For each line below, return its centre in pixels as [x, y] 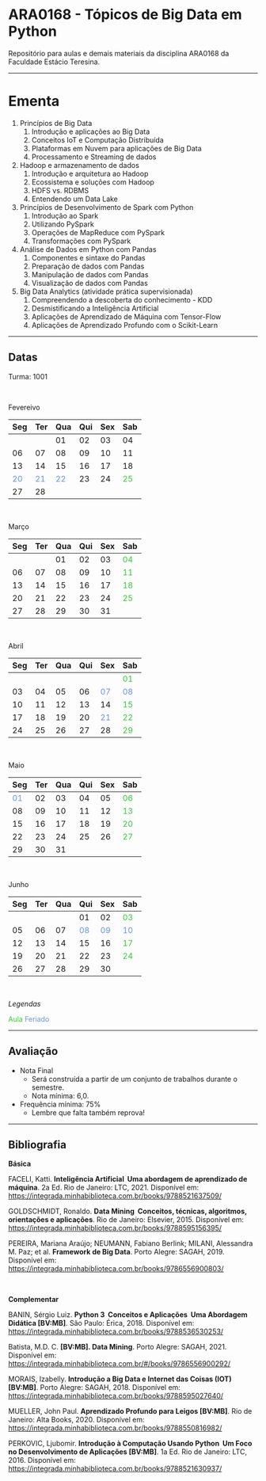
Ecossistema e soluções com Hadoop [93, 182]
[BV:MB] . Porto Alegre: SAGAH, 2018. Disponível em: [94, 1388]
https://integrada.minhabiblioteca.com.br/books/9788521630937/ [115, 1469]
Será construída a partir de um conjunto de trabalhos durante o [134, 1079]
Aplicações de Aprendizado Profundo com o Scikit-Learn [125, 325]
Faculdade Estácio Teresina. [54, 62]
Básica [20, 1164]
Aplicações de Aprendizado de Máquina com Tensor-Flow [126, 316]
